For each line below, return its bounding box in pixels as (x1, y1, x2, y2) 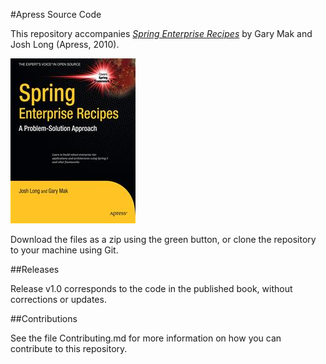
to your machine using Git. (10, 244, 119, 256)
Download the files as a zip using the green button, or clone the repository (10, 234, 317, 245)
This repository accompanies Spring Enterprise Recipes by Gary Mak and (10, 28, 313, 39)
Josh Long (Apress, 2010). (10, 39, 120, 50)
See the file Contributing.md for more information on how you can (10, 332, 282, 344)
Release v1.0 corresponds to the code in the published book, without (10, 283, 293, 294)
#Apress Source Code (10, 9, 102, 20)
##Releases (10, 264, 60, 275)
